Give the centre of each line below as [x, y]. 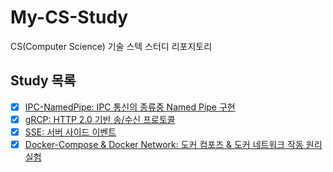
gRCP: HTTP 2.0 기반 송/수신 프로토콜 [100, 119]
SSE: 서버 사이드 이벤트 [70, 132]
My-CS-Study [69, 17]
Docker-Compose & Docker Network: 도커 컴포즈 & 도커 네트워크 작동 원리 [173, 144]
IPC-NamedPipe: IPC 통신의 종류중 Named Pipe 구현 [130, 107]
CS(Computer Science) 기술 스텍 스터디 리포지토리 [111, 46]
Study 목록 [43, 81]
